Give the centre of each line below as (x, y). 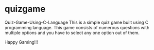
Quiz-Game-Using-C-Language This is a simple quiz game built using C (77, 22)
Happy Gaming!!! (21, 42)
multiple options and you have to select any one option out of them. (72, 33)
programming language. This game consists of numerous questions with (77, 27)
